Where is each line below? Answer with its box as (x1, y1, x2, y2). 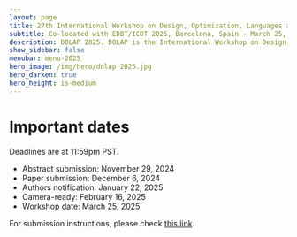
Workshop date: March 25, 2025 (21, 201, 141, 211)
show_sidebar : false (9, 46, 86, 55)
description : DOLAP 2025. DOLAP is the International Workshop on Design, (9, 37, 291, 47)
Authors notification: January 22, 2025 (21, 182, 164, 193)
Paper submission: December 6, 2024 (21, 172, 161, 183)
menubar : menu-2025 (9, 54, 81, 63)
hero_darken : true (9, 71, 77, 80)
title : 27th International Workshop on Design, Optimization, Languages (9, 21, 283, 30)
